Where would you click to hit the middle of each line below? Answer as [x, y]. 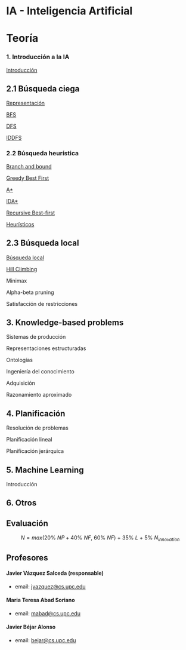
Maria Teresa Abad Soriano [41, 600]
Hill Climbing [22, 269]
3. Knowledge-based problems [65, 322]
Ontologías [19, 360]
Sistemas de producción [36, 337]
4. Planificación [36, 413]
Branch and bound [29, 166]
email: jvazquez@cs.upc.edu [50, 586]
